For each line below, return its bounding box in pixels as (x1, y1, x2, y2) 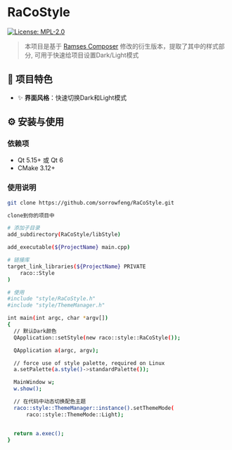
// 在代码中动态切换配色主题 (13, 398, 86, 405)
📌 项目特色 (7, 73, 53, 85)
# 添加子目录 (7, 224, 40, 232)
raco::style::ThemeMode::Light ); (25, 411, 124, 418)
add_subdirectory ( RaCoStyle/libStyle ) (7, 231, 121, 238)
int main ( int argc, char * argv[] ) (7, 314, 109, 322)
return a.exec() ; (13, 430, 65, 437)
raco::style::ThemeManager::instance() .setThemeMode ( (13, 404, 174, 411)
